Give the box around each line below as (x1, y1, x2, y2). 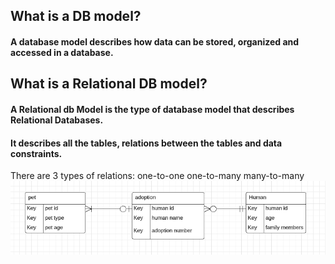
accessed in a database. (10, 46, 114, 58)
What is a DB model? (10, 8, 142, 25)
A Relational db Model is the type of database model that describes (10, 103, 295, 115)
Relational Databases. (10, 114, 104, 126)
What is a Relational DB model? (10, 75, 208, 93)
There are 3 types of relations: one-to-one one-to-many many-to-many (10, 170, 305, 182)
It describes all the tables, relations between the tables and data (10, 137, 283, 149)
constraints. (10, 147, 63, 159)
